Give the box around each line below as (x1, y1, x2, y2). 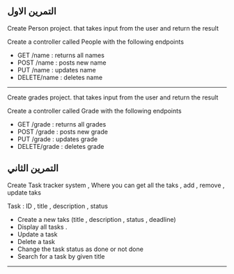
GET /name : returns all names (17, 51, 104, 59)
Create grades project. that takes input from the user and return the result (7, 93, 219, 102)
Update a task (17, 229, 58, 239)
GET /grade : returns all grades (17, 120, 107, 128)
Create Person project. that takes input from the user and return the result (7, 24, 219, 32)
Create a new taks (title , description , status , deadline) (17, 215, 176, 223)
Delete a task (17, 237, 56, 245)
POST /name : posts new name (17, 58, 107, 67)
